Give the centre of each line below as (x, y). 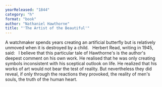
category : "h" (20, 14)
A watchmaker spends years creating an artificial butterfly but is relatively (81, 42)
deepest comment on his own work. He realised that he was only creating (80, 58)
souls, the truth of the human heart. (41, 80)
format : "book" (21, 19)
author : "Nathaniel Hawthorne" (37, 24)
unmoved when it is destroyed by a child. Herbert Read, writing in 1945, (79, 48)
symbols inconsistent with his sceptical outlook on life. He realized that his (81, 64)
